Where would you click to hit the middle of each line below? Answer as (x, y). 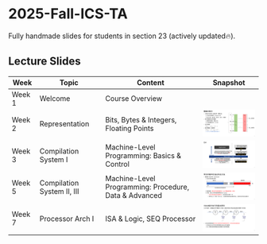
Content (150, 83)
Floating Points (130, 128)
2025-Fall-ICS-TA (68, 14)
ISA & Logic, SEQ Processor (151, 219)
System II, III (59, 191)
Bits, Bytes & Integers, (141, 119)
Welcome (55, 99)
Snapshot (229, 83)
